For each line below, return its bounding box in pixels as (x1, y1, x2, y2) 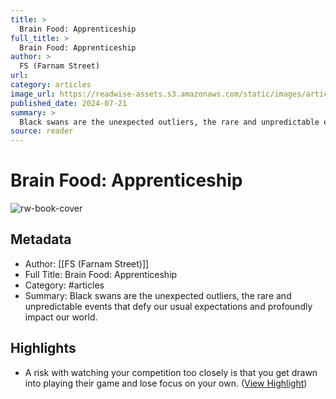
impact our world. (24, 311, 98, 323)
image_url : (10, 89, 56, 99)
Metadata (10, 231, 72, 248)
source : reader (10, 126, 74, 136)
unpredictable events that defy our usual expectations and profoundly (24, 300, 313, 312)
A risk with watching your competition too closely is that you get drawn (24, 366, 318, 378)
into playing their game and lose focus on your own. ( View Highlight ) (24, 377, 308, 389)
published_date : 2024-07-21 (10, 98, 128, 108)
